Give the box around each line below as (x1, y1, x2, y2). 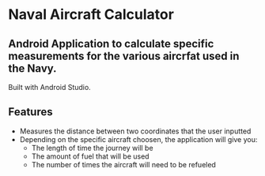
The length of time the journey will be (31, 143, 153, 152)
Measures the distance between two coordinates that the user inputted (19, 126, 252, 136)
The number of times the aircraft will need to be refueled (31, 159, 216, 169)
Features (8, 105, 53, 119)
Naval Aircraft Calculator (8, 6, 174, 24)
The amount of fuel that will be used (31, 152, 150, 161)
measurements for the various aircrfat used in (8, 49, 240, 62)
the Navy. (8, 62, 57, 75)
